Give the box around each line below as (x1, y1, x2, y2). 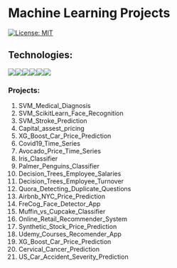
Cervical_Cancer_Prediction (18, 245, 100, 254)
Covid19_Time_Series (18, 139, 81, 148)
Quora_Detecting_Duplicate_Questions (18, 185, 132, 193)
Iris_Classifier (18, 154, 58, 163)
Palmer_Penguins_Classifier (18, 162, 100, 171)
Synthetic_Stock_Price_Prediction (18, 223, 117, 231)
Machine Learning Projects (8, 5, 171, 21)
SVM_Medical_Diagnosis (18, 102, 91, 110)
